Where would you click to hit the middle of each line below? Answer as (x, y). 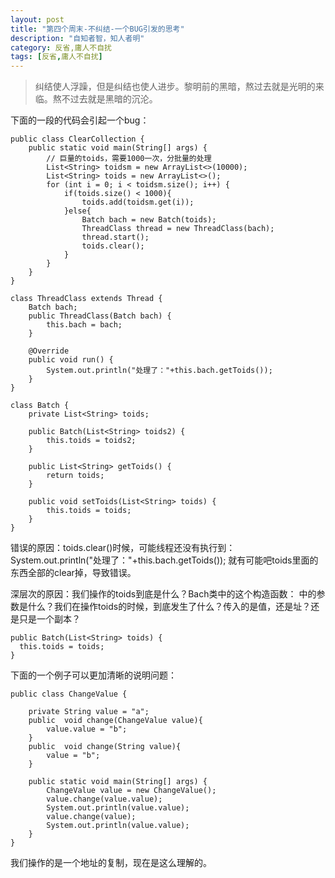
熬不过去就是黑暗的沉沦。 (105, 99)
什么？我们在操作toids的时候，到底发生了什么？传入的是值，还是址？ (169, 607)
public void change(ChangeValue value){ (115, 721)
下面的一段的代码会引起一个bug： (80, 120)
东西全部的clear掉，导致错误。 (73, 573)
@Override (49, 351)
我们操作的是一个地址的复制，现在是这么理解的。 (111, 863)
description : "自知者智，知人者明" (77, 38)
